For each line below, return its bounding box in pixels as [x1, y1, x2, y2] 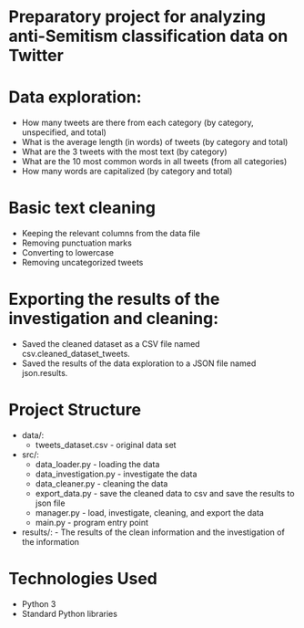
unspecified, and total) [21, 127, 106, 138]
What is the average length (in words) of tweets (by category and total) [21, 137, 289, 148]
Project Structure [8, 400, 142, 421]
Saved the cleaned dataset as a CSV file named [21, 339, 201, 349]
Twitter [8, 46, 65, 66]
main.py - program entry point [35, 517, 149, 528]
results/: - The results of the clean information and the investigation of [21, 527, 286, 538]
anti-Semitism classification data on [8, 26, 289, 47]
